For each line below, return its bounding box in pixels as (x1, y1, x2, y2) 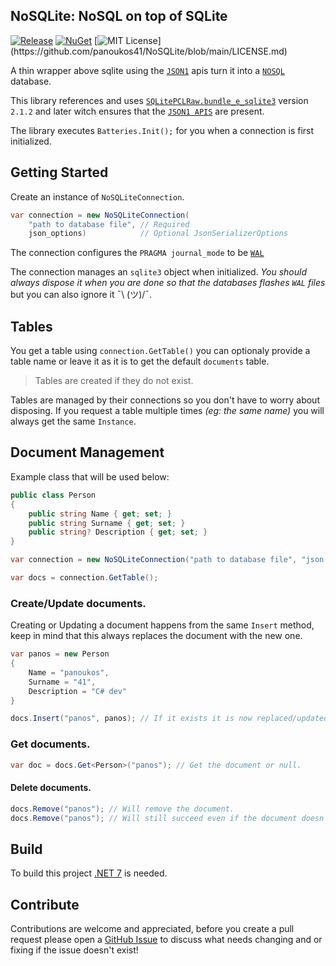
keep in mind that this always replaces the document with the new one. (10, 630, 303, 642)
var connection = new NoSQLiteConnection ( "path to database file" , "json (10, 555, 325, 565)
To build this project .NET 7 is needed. (10, 867, 168, 879)
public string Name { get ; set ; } (28, 509, 172, 519)
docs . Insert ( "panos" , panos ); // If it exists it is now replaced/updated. (10, 714, 333, 724)
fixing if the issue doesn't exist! (10, 944, 139, 956)
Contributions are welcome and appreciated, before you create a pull (10, 923, 295, 935)
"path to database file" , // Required (28, 219, 190, 229)
